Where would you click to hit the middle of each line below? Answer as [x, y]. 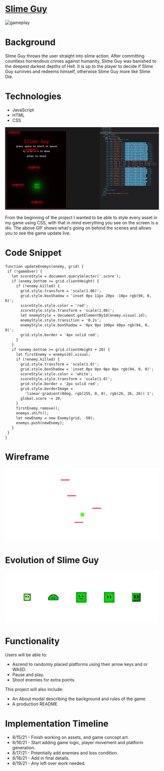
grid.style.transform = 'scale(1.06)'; [61, 291]
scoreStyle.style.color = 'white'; [56, 374]
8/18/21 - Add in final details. [41, 758]
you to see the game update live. [38, 233]
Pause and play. [28, 674]
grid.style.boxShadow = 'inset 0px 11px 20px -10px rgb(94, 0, [86, 296]
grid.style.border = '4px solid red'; [60, 335]
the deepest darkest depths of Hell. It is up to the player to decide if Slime [79, 66]
